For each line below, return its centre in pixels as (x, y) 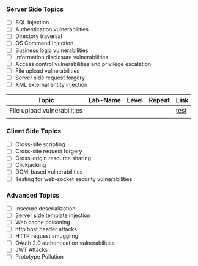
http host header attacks (46, 229)
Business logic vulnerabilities (52, 50)
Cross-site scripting (40, 144)
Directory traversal (38, 36)
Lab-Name (105, 100)
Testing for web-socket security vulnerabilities (74, 179)
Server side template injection (53, 215)
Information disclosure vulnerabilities (62, 57)
